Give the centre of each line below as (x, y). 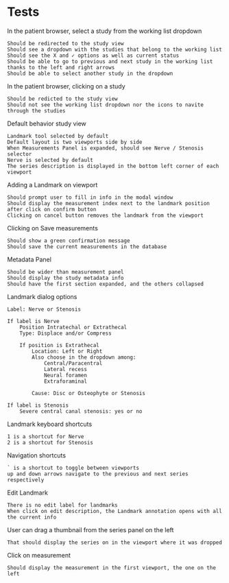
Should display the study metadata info (66, 278)
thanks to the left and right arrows (61, 67)
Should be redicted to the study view (62, 99)
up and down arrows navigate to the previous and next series (98, 474)
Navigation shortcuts (37, 455)
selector (20, 154)
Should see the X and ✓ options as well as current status (93, 56)
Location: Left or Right (67, 351)
